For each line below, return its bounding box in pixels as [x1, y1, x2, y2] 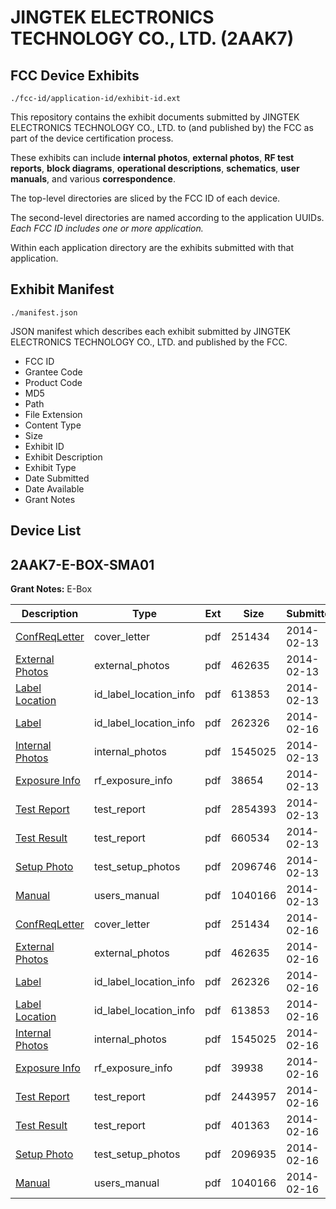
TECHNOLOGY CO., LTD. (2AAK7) [10, 27, 295, 50]
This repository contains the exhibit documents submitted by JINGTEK [10, 111, 300, 123]
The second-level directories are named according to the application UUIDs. [10, 212, 325, 223]
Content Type [24, 419, 82, 431]
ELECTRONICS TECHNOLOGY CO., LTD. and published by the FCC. [10, 336, 288, 348]
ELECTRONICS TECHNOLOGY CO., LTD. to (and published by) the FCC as [10, 122, 314, 133]
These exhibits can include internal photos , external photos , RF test [10, 152, 295, 163]
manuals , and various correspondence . [10, 173, 176, 185]
